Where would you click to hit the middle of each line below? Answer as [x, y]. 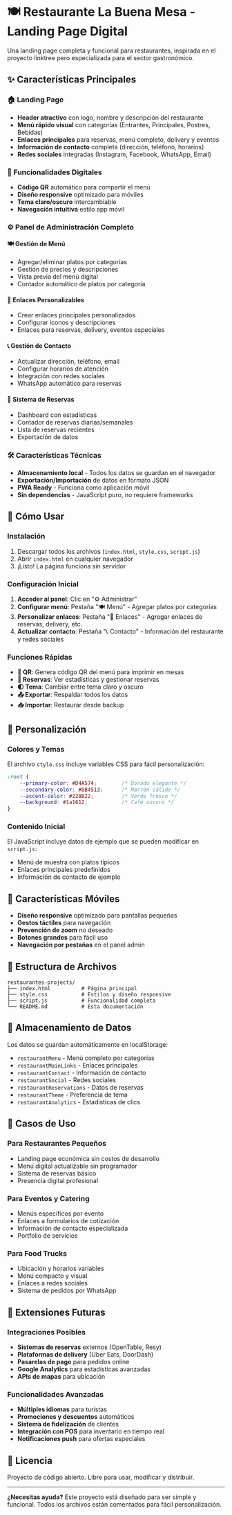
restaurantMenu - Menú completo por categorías [86, 1058]
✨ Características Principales [72, 80]
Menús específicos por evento [60, 1214]
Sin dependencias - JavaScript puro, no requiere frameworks [105, 494]
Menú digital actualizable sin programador [77, 1166]
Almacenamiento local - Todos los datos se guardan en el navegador [116, 472]
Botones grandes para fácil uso [62, 938]
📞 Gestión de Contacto [39, 346]
